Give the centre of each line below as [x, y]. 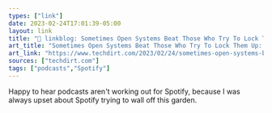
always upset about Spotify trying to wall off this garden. [103, 100]
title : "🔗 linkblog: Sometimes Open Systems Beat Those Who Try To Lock [134, 38]
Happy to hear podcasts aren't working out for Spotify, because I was [124, 91]
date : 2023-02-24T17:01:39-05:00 [65, 23]
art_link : [25, 53]
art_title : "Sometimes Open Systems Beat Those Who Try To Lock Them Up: [136, 46]
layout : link [30, 31]
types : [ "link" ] [36, 16]
